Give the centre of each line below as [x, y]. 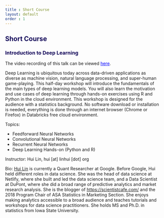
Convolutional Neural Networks [44, 139]
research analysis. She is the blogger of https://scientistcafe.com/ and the [80, 189]
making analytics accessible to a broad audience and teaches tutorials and [81, 200]
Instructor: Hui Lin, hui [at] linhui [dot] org [47, 159]
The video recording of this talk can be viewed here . [58, 63]
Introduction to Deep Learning [42, 53]
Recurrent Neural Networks [40, 144]
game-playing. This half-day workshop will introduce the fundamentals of [80, 84]
